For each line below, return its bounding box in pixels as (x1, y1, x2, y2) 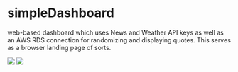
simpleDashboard (7, 5, 115, 21)
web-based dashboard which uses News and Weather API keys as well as (7, 28, 224, 37)
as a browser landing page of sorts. (7, 43, 112, 52)
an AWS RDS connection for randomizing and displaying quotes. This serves (7, 35, 231, 44)
